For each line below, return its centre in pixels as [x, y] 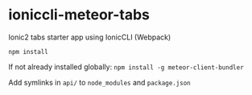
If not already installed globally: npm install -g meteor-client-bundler [126, 67]
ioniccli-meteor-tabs [79, 15]
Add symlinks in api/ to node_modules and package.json [99, 82]
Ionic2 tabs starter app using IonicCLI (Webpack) [90, 37]
